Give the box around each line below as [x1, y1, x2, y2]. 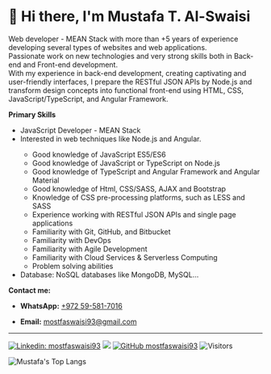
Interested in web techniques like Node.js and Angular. [19, 133, 202, 144]
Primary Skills [8, 109, 56, 120]
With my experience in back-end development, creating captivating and [8, 68, 247, 78]
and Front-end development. [23, 60, 119, 69]
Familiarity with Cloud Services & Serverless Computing [31, 252, 218, 262]
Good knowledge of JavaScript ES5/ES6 [31, 149, 167, 159]
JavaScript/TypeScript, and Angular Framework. [8, 94, 169, 103]
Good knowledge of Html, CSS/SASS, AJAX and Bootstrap [31, 183, 227, 193]
